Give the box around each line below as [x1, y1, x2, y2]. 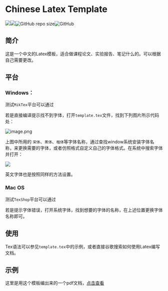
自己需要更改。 [5, 57, 36, 63]
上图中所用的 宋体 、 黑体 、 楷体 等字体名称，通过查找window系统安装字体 [5, 139, 150, 145]
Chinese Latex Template [5, 4, 107, 15]
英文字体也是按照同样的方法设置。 [5, 171, 75, 177]
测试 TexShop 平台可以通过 [5, 196, 56, 202]
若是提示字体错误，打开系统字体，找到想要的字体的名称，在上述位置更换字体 [5, 207, 163, 213]
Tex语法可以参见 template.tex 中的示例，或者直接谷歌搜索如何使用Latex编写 [5, 243, 160, 249]
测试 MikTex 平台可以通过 [5, 102, 54, 108]
